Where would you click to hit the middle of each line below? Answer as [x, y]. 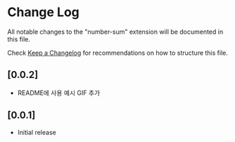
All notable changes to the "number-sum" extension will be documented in [115, 32]
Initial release [37, 132]
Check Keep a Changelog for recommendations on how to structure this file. [118, 53]
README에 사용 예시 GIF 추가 [59, 93]
